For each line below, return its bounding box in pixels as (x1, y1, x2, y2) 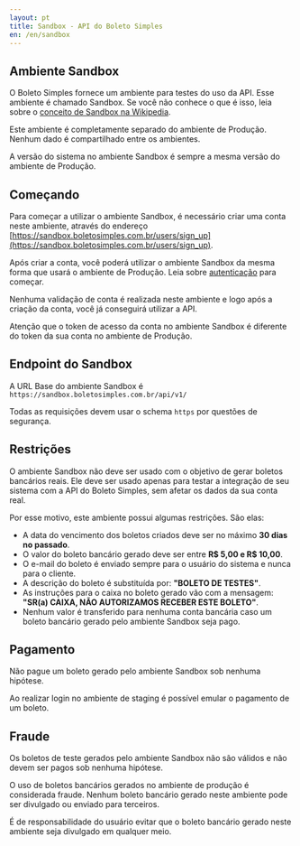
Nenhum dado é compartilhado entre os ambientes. (9, 134, 201, 144)
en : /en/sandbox (9, 30, 70, 39)
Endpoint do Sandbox (9, 357, 132, 372)
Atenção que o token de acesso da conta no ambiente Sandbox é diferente (9, 321, 287, 331)
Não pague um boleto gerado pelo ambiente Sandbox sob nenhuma (9, 665, 261, 677)
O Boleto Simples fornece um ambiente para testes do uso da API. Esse (9, 88, 275, 98)
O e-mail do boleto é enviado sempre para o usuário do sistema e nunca (22, 558, 291, 569)
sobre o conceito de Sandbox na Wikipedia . (9, 107, 171, 117)
